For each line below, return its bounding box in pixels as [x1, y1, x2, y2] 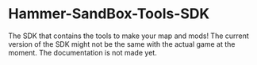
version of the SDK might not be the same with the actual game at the [8, 39, 236, 48]
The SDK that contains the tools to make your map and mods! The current [8, 31, 250, 40]
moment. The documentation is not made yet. [8, 48, 157, 57]
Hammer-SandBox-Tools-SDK [8, 5, 210, 23]
